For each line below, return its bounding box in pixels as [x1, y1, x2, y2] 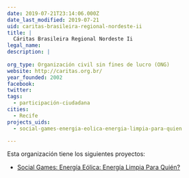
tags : [7, 93, 23, 100]
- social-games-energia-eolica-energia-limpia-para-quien [13, 125, 183, 132]
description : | [7, 49, 51, 56]
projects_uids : [7, 118, 51, 126]
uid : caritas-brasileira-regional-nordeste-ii [7, 23, 142, 30]
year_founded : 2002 [7, 74, 63, 81]
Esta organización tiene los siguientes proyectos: [7, 150, 146, 158]
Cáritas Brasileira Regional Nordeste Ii [13, 36, 134, 43]
